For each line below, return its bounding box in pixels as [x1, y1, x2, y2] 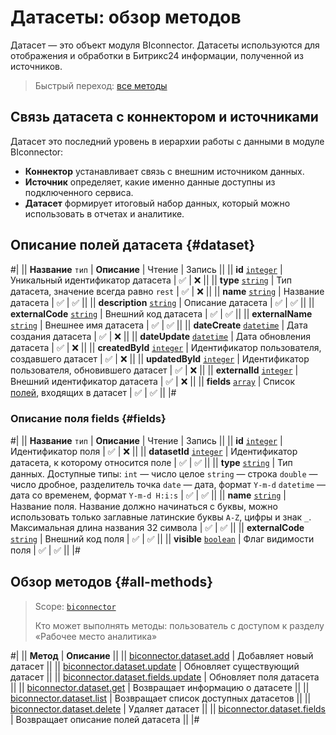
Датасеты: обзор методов [10, 6, 242, 29]
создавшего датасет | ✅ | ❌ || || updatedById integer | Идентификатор [10, 352, 310, 365]
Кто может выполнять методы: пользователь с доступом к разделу [34, 619, 325, 631]
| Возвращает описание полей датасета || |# [10, 713, 200, 725]
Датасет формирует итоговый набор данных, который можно [24, 197, 291, 209]
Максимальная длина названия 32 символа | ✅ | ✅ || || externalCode [10, 521, 305, 533]
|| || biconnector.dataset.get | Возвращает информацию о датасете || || [10, 681, 310, 693]
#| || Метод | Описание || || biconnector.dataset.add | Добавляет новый [10, 649, 314, 661]
